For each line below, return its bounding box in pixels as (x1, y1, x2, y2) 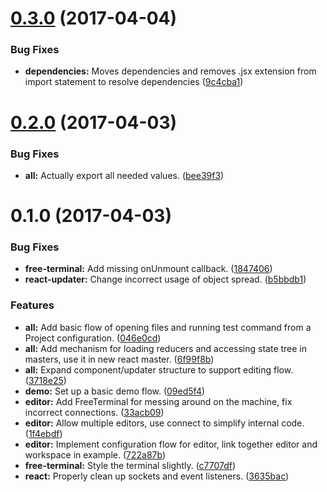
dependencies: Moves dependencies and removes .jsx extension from (24, 65, 317, 77)
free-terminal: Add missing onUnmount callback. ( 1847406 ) (24, 263, 273, 275)
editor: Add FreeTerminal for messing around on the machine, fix (24, 395, 293, 407)
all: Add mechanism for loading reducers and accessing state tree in (24, 342, 308, 354)
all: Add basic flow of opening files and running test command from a (24, 321, 312, 333)
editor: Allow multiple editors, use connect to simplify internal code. (24, 417, 305, 429)
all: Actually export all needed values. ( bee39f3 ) (24, 169, 225, 181)
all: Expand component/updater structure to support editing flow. (24, 363, 294, 376)
